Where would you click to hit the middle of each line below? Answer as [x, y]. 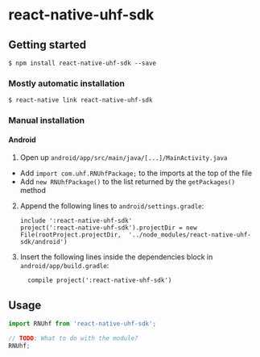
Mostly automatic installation [67, 83]
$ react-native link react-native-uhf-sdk [80, 100]
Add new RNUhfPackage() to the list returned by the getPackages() [128, 182]
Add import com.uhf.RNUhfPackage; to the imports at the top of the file [136, 173]
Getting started [47, 45]
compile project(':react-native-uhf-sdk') [100, 280]
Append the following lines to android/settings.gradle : [112, 206]
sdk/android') [43, 242]
